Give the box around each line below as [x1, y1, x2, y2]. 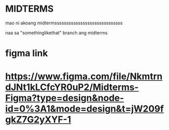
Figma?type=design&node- [5, 92, 124, 104]
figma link [5, 48, 48, 59]
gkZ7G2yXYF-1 [5, 114, 72, 125]
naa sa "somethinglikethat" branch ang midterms [5, 29, 108, 36]
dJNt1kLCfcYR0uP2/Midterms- [5, 82, 139, 93]
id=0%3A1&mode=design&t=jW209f [5, 103, 164, 115]
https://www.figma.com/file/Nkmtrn [5, 71, 163, 82]
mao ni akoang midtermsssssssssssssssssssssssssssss [5, 20, 123, 26]
